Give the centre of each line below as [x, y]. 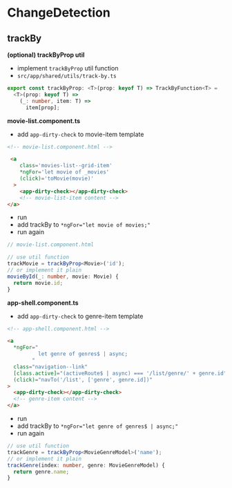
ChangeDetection [59, 13]
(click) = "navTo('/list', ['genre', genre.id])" [83, 379]
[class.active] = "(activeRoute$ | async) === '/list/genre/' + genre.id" [120, 373]
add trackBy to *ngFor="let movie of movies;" [84, 225]
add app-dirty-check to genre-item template [80, 316]
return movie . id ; [38, 283]
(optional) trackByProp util [46, 55]
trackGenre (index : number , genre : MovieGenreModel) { [86, 465]
